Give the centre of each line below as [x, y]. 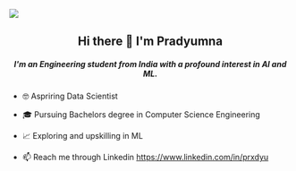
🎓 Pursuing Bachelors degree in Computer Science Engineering [141, 115]
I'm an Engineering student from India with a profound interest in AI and [150, 64]
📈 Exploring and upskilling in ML [82, 136]
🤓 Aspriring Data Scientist [70, 96]
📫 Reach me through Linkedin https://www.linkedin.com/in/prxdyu [145, 158]
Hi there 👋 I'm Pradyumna [150, 42]
